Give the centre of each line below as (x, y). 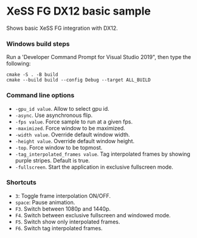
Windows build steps (38, 44)
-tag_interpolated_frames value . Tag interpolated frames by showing (102, 154)
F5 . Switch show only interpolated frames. (67, 222)
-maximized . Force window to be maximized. (70, 128)
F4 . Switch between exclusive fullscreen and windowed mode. (93, 215)
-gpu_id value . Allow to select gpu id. (62, 108)
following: (19, 64)
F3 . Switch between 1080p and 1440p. (63, 209)
